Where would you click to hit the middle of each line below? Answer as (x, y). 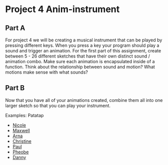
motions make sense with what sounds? (47, 72)
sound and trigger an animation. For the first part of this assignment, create (83, 51)
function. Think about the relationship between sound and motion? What (80, 67)
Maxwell (21, 130)
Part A (15, 28)
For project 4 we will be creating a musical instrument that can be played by (84, 40)
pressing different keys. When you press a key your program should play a (82, 45)
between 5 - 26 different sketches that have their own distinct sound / (77, 56)
